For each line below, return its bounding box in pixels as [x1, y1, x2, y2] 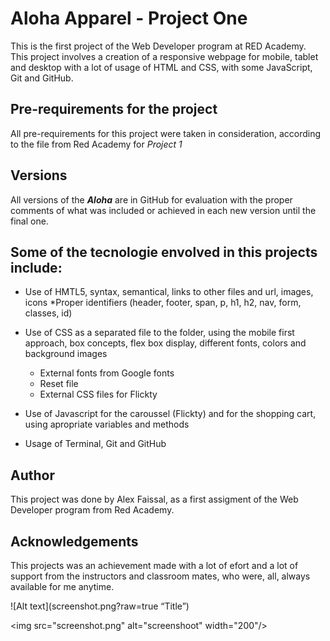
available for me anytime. [10, 581, 115, 592]
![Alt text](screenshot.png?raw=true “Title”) [10, 600, 190, 612]
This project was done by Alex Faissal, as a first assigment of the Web [10, 493, 299, 506]
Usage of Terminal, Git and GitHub [24, 438, 167, 450]
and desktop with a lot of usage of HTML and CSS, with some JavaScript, [10, 61, 313, 73]
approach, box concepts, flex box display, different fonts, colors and [24, 337, 307, 349]
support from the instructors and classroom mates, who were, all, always [10, 570, 311, 582]
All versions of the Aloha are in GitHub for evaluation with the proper [10, 193, 293, 206]
